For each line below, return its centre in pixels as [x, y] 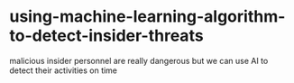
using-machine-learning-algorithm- [147, 17]
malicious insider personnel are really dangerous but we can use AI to [139, 60]
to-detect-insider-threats [107, 36]
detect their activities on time [64, 70]
